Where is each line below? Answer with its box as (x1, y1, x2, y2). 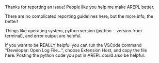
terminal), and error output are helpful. (5, 33, 82, 38)
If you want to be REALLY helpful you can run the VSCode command (5, 42, 142, 48)
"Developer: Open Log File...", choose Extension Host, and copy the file (5, 48, 147, 53)
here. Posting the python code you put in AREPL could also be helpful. (5, 52, 145, 58)
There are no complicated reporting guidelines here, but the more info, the (5, 13, 154, 19)
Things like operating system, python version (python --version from (5, 28, 142, 33)
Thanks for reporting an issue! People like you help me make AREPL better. (5, 4, 155, 10)
